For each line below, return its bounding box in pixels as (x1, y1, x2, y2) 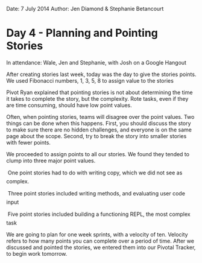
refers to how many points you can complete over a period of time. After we (6, 237, 195, 244)
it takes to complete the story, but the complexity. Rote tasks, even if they (6, 95, 189, 102)
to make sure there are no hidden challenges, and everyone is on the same (6, 126, 192, 133)
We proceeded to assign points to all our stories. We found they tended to (6, 150, 190, 157)
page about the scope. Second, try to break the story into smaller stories (6, 132, 187, 139)
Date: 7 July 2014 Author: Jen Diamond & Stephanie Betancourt (6, 5, 164, 12)
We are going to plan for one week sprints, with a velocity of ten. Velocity (6, 230, 188, 238)
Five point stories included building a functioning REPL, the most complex (7, 211, 191, 218)
